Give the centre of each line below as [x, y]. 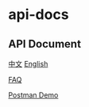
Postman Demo [33, 95]
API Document [45, 44]
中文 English [28, 64]
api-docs [39, 15]
